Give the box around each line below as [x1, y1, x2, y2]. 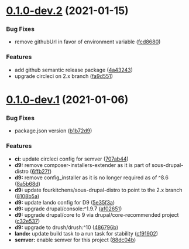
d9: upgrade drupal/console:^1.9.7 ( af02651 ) [14, 205, 122, 212]
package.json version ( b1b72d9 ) [14, 127, 92, 134]
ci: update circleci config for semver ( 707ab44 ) [14, 155, 129, 162]
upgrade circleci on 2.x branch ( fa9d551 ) [14, 72, 113, 80]
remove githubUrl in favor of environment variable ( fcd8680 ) [14, 38, 161, 45]
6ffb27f [32, 168, 50, 175]
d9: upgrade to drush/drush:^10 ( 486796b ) [14, 224, 119, 231]
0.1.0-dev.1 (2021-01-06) [6, 93, 129, 106]
